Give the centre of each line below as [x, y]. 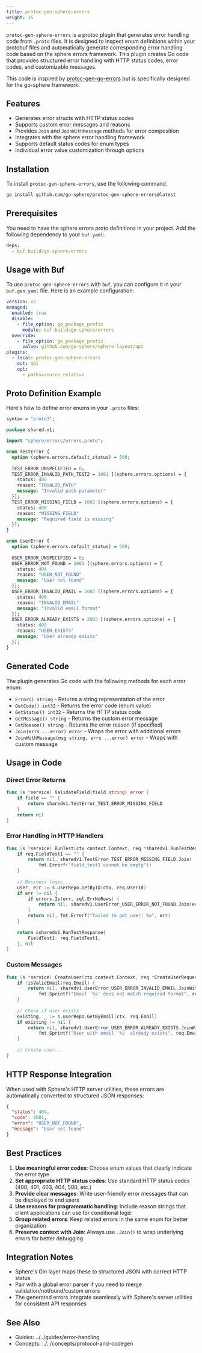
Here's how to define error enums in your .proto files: [73, 408]
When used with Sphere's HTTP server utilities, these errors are [85, 1089]
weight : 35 [20, 17]
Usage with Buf [35, 270]
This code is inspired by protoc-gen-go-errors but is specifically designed [98, 78]
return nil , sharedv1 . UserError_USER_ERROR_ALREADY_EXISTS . [105, 1028]
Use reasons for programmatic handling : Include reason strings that [100, 1206]
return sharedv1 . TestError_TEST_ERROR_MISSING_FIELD [95, 803]
